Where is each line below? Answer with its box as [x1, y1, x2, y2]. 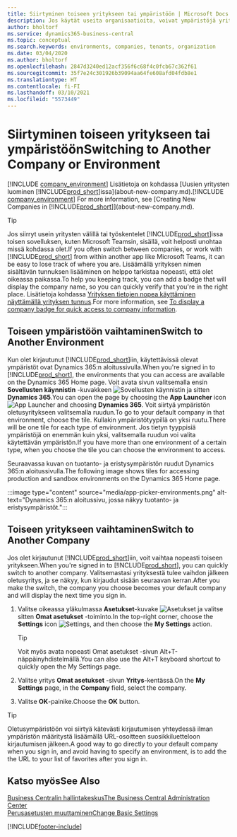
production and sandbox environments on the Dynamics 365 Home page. [7, 474, 221, 483]
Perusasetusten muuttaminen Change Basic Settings [7, 809, 159, 817]
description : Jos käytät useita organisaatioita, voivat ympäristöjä [7, 17, 217, 24]
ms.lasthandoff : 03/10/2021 [7, 89, 90, 96]
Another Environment [7, 337, 104, 349]
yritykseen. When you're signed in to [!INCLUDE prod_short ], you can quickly [7, 560, 229, 570]
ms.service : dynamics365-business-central [7, 30, 134, 37]
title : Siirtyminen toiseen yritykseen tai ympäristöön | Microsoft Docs [7, 10, 229, 18]
